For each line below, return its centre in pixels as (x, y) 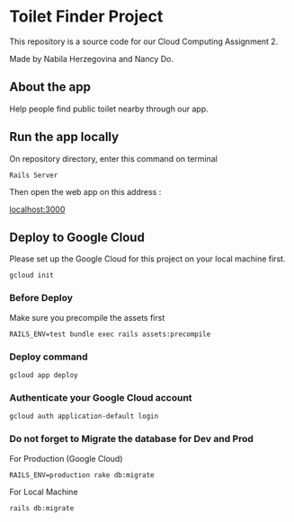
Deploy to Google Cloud (77, 237)
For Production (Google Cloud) (66, 458)
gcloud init (31, 276)
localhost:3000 (37, 209)
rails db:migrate (42, 508)
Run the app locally (64, 137)
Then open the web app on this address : (85, 191)
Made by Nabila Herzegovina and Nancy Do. (91, 58)
